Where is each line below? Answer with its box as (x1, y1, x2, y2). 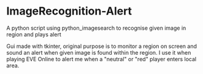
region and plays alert (6, 30, 61, 38)
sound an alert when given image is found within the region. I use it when (6, 49, 191, 56)
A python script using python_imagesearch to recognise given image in (6, 24, 186, 32)
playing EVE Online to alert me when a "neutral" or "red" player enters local (6, 55, 197, 62)
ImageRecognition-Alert (6, 4, 132, 18)
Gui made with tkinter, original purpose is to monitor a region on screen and (6, 42, 197, 50)
